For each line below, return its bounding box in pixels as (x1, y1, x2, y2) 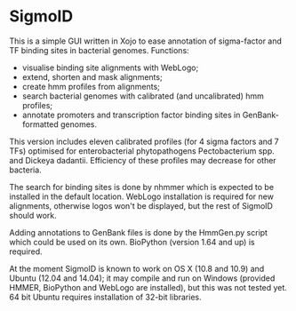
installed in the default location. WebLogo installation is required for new (9, 191, 274, 202)
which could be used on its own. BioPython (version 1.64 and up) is (9, 236, 255, 247)
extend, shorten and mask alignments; (21, 71, 163, 82)
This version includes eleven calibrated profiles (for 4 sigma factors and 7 (9, 136, 280, 147)
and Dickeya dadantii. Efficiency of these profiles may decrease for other (9, 155, 277, 165)
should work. (9, 210, 58, 220)
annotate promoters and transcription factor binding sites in (21, 109, 241, 120)
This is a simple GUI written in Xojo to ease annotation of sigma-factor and (9, 36, 283, 46)
